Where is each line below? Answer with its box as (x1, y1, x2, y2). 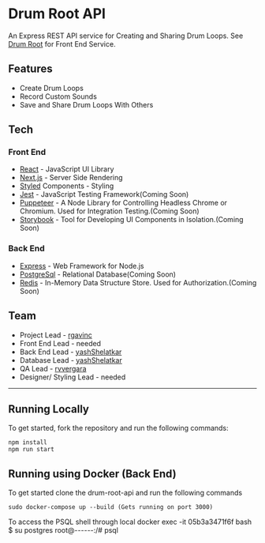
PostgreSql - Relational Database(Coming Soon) (19, 270, 176, 279)
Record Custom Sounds (19, 92, 97, 101)
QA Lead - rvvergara (19, 364, 87, 373)
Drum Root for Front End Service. (8, 39, 116, 48)
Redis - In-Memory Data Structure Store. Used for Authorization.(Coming (19, 277, 257, 287)
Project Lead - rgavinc (19, 330, 93, 340)
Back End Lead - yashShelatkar (19, 347, 122, 356)
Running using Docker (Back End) (8, 467, 177, 481)
